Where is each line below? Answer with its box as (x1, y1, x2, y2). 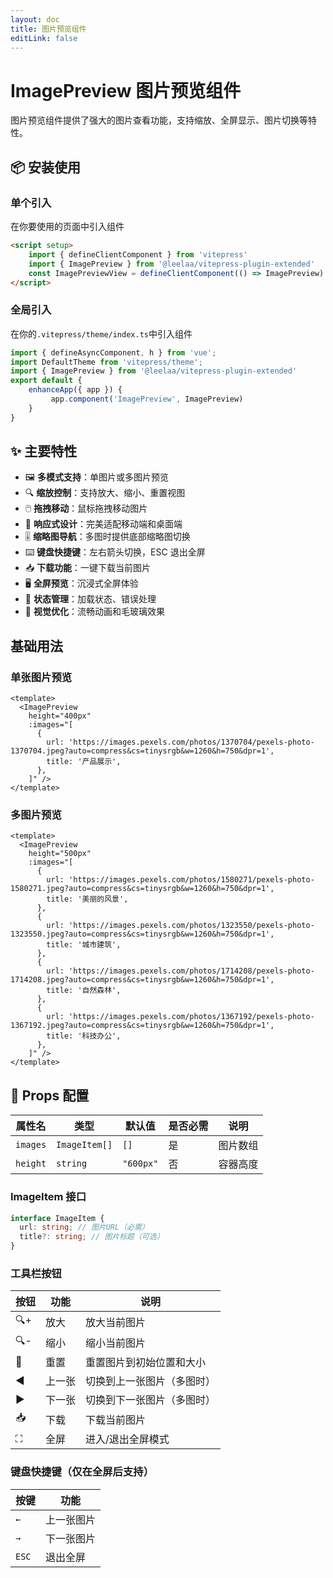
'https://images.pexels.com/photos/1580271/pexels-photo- (68, 875, 315, 885)
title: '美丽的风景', (46, 894, 129, 905)
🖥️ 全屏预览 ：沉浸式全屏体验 (24, 577, 139, 590)
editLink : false (10, 33, 78, 43)
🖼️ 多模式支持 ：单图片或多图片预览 (24, 471, 169, 483)
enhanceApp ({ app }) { (28, 385, 123, 395)
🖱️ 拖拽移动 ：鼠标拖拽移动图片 (24, 502, 148, 515)
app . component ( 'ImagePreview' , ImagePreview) (50, 394, 244, 405)
